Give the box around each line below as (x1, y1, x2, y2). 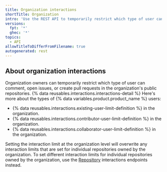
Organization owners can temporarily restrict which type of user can (5, 80, 145, 86)
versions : (5, 21, 26, 26)
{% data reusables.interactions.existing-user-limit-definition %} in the (12, 105, 155, 111)
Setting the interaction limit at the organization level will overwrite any (5, 141, 148, 147)
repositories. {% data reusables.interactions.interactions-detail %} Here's (5, 90, 156, 96)
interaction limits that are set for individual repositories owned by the (5, 146, 146, 152)
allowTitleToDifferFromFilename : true (5, 44, 85, 49)
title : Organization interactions (5, 7, 77, 12)
